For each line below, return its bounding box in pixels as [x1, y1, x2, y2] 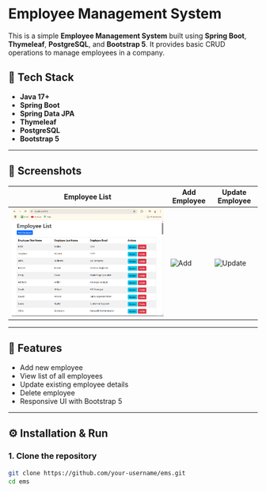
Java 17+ [19, 92, 50, 101]
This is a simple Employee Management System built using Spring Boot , [8, 31, 247, 40]
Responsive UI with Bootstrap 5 [19, 396, 123, 406]
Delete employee [19, 387, 75, 397]
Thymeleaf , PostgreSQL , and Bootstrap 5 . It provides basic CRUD [8, 39, 226, 48]
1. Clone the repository [8, 450, 97, 461]
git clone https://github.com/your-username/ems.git [8, 469, 186, 478]
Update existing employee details [19, 379, 129, 389]
